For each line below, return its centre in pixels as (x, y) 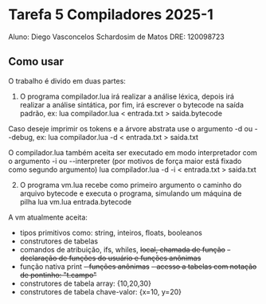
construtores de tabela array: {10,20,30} (85, 283)
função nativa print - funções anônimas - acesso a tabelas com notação (138, 266)
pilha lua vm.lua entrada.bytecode (76, 201)
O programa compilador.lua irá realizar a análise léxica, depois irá (127, 96)
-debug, (22, 137)
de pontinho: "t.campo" (58, 275)
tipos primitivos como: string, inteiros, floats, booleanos (111, 232)
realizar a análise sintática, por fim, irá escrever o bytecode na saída (132, 104)
